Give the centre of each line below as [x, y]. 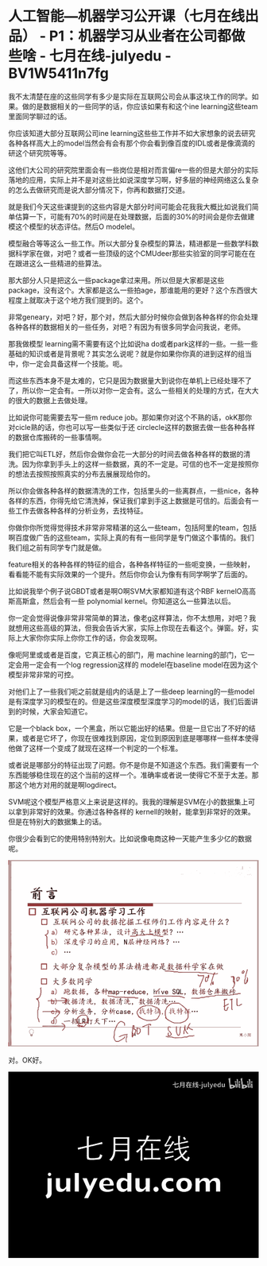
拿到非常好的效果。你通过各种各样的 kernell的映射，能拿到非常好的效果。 [135, 811]
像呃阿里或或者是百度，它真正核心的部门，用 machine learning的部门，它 [128, 654]
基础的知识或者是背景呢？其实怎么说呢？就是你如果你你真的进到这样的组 [126, 354]
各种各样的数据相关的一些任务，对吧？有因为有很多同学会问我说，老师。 [126, 327]
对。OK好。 [27, 1060]
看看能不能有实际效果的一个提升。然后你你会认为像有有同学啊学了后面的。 [130, 574]
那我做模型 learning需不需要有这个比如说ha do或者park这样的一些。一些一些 [133, 343]
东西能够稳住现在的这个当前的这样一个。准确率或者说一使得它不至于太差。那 [133, 775]
